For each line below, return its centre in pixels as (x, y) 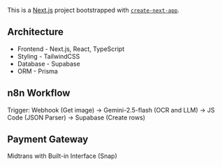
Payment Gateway (48, 139)
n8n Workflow (39, 93)
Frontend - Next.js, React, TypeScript (71, 49)
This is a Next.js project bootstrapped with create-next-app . (94, 10)
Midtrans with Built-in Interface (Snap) (62, 156)
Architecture (36, 32)
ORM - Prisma (37, 71)
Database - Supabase (49, 64)
